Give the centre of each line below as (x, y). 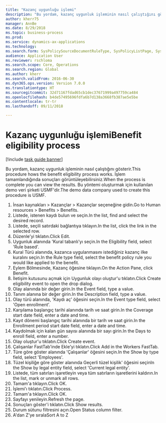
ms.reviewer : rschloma (29, 60)
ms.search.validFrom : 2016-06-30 (40, 79)
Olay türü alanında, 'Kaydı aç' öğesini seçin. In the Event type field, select (86, 299)
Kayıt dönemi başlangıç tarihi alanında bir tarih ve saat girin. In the (79, 320)
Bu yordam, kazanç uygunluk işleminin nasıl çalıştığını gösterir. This (73, 169)
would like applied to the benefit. (46, 262)
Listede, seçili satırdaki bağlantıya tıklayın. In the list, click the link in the (84, 226)
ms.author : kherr (23, 74)
